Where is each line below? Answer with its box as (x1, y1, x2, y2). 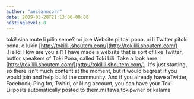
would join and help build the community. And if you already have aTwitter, (6, 74, 188, 81)
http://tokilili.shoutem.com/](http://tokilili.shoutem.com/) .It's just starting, (8, 61, 187, 68)
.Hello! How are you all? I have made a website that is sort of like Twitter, (6, 49, 183, 56)
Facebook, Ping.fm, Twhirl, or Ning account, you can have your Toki (6, 80, 172, 87)
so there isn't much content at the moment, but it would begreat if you (6, 68, 177, 75)
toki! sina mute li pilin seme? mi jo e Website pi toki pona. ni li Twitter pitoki (6, 36, 188, 43)
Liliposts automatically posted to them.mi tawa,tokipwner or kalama (6, 87, 171, 94)
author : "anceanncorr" (6, 8, 62, 15)
